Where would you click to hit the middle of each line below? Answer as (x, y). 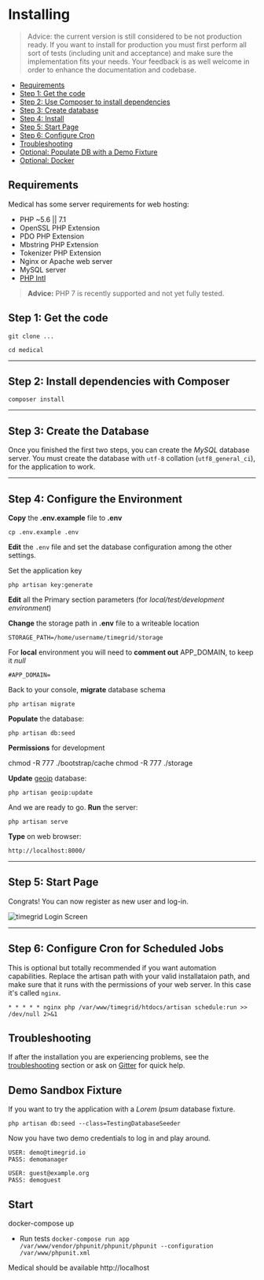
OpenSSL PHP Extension (60, 228)
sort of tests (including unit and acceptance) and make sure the (130, 53)
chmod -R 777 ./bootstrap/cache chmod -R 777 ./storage (101, 763)
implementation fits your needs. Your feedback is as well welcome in (138, 61)
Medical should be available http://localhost (79, 1268)
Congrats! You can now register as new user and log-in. (98, 901)
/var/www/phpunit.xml (55, 1253)
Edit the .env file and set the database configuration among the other (120, 547)
